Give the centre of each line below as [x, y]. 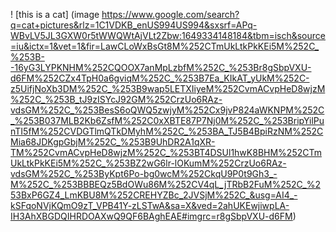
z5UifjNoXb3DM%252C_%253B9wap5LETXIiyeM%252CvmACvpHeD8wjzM [168, 88]
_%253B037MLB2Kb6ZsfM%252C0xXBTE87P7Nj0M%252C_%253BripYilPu [167, 120]
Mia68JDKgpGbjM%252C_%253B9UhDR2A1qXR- [113, 142]
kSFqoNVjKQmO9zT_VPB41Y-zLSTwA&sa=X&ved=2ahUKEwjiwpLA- [150, 205]
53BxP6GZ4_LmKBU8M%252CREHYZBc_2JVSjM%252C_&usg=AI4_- [154, 195]
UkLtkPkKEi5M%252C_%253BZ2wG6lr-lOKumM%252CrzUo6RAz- [148, 163]
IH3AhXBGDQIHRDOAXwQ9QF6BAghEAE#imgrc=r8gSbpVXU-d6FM [151, 216]
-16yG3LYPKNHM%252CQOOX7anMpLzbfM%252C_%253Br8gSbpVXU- [161, 67]
